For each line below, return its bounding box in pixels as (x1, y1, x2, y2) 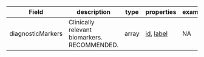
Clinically (69, 18, 95, 26)
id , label (145, 30, 168, 38)
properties (145, 8, 177, 16)
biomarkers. (69, 33, 103, 41)
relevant (69, 25, 92, 34)
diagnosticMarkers (9, 30, 63, 38)
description (76, 8, 111, 16)
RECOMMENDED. (69, 41, 119, 49)
